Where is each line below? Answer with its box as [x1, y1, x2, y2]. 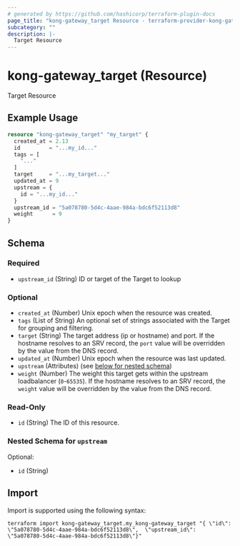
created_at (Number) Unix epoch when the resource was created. [17, 308, 213, 318]
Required [7, 258, 40, 268]
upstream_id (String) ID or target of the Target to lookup [17, 274, 181, 283]
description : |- [7, 30, 56, 38]
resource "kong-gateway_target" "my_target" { [7, 131, 149, 138]
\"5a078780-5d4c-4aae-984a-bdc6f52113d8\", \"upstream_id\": [7, 526, 196, 533]
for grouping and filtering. [17, 324, 94, 333]
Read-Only [7, 403, 46, 413]
